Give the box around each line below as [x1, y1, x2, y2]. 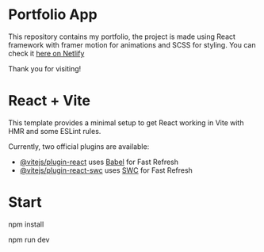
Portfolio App [8, 6, 98, 24]
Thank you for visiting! [8, 63, 82, 73]
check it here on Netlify [8, 48, 85, 58]
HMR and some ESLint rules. [8, 126, 101, 136]
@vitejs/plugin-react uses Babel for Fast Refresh [19, 157, 179, 166]
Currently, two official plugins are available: [8, 141, 150, 151]
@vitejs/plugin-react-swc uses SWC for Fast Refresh [19, 165, 193, 175]
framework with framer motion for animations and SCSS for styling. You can [8, 40, 256, 49]
